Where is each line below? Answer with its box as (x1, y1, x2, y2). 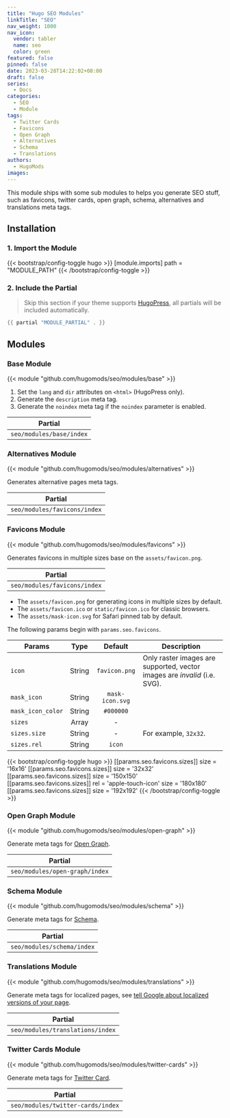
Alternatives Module (7, 449, 77, 458)
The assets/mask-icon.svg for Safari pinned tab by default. (16, 612, 183, 620)
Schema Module (7, 886, 63, 896)
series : (7, 80, 29, 87)
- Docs (13, 86, 32, 93)
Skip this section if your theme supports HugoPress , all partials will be (23, 299, 221, 307)
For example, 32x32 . (142, 728, 206, 738)
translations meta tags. (7, 203, 72, 211)
